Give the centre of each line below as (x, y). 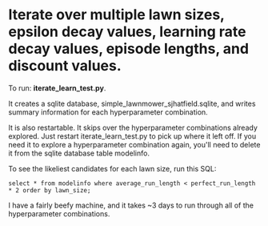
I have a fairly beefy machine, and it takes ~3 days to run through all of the (131, 205)
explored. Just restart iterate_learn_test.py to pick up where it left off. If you (132, 136)
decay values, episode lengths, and (129, 49)
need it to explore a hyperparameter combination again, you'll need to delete (134, 144)
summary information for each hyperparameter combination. (108, 112)
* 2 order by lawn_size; (50, 190)
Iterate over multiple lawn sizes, (116, 15)
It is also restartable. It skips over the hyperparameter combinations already (133, 127)
